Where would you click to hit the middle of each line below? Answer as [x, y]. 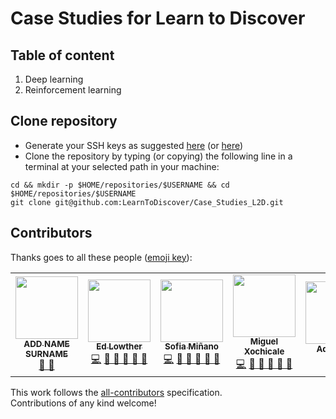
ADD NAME [46, 344]
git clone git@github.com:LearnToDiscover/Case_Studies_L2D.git [147, 202]
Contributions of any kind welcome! [83, 403]
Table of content [62, 55]
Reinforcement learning [73, 90]
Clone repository [64, 121]
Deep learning [54, 79]
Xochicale [264, 351]
